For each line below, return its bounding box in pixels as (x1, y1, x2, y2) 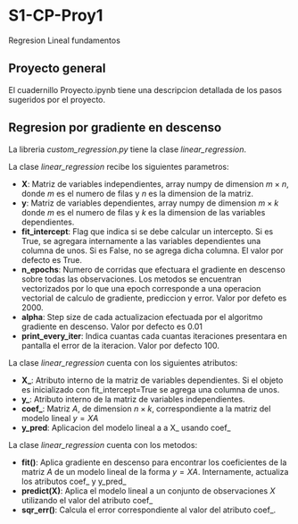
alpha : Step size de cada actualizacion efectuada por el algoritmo (21, 311, 263, 322)
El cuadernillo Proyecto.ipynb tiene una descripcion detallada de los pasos (8, 84, 283, 95)
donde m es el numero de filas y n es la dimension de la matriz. (21, 188, 253, 199)
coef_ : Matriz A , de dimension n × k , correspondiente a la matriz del (21, 403, 271, 414)
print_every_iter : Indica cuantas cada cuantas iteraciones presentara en (21, 330, 287, 341)
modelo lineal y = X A (21, 412, 99, 423)
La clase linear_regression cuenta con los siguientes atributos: (8, 357, 238, 368)
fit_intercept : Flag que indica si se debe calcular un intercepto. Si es (21, 225, 274, 237)
